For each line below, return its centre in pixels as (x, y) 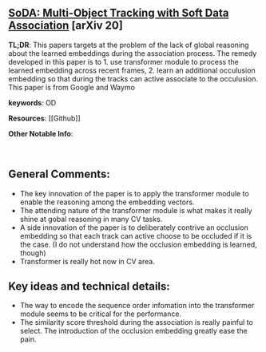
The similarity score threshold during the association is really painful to (136, 322)
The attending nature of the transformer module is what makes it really (136, 210)
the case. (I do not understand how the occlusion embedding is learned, (138, 244)
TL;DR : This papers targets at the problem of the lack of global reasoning (129, 45)
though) (33, 253)
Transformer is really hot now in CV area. (87, 261)
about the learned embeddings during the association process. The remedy (133, 53)
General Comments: (59, 174)
